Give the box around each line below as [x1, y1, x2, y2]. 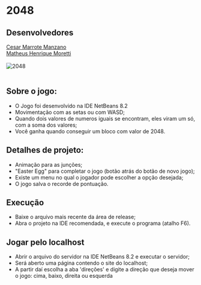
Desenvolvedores [6, 28, 74, 38]
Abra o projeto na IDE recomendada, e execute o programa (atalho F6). [14, 220, 191, 227]
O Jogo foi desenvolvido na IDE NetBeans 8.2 [14, 102, 128, 109]
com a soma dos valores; [14, 121, 77, 128]
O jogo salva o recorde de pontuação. [14, 180, 109, 187]
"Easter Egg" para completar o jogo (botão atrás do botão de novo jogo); [14, 167, 195, 175]
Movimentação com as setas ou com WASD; [14, 109, 125, 116]
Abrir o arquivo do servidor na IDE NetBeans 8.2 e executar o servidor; [14, 253, 190, 260]
